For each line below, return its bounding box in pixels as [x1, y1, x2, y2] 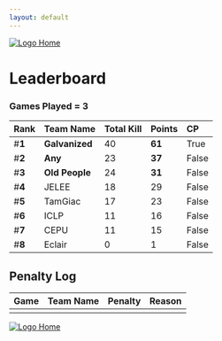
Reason [149, 294, 182, 306]
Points [149, 123, 179, 136]
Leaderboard [9, 68, 106, 89]
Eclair [43, 238, 68, 251]
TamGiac [43, 196, 81, 208]
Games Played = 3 [9, 99, 88, 112]
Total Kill [103, 123, 142, 136]
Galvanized [43, 138, 93, 151]
